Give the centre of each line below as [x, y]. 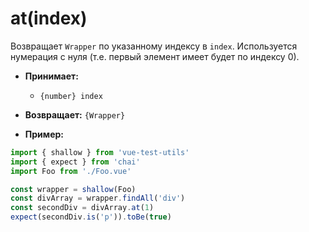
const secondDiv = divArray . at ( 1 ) [82, 208]
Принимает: [51, 76]
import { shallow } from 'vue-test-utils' [100, 152]
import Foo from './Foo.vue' [71, 171]
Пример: [44, 134]
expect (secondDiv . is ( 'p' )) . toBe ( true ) [91, 217]
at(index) [49, 18]
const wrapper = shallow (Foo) [73, 189]
